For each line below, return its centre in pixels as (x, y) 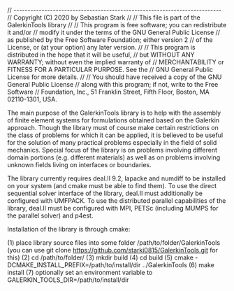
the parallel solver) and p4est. (50, 215)
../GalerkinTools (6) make (178, 265)
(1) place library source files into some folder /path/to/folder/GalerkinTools (114, 243)
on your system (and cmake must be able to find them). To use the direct (112, 186)
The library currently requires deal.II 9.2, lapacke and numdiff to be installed (116, 178)
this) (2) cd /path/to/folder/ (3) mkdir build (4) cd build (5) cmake (101, 257)
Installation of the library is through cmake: (69, 229)
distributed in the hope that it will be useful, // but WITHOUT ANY (101, 55)
